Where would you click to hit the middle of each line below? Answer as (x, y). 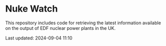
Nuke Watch (32, 9)
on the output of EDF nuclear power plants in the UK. (60, 28)
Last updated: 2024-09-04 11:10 (39, 38)
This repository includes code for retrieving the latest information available (83, 23)
